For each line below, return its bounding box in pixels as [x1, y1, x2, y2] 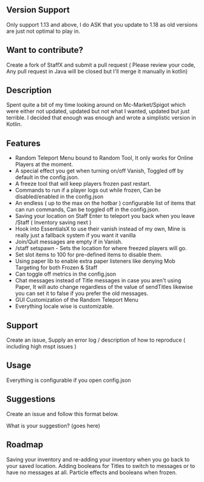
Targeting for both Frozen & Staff [15, 264, 98, 271]
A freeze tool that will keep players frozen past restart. [15, 180, 151, 188]
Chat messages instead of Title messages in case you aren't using [15, 277, 182, 284]
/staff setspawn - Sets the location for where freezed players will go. [15, 245, 187, 252]
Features [6, 138, 41, 148]
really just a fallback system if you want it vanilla [15, 232, 136, 239]
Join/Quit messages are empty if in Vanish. [15, 238, 123, 245]
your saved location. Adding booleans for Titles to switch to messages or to [6, 462, 195, 469]
